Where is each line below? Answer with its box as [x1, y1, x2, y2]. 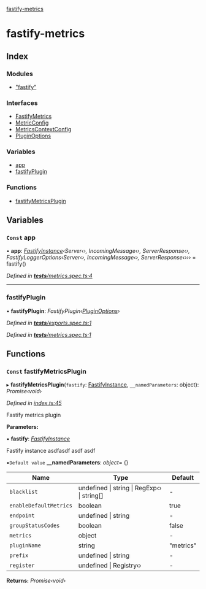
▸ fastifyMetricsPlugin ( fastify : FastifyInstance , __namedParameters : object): [6, 381, 199, 388]
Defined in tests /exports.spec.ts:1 [6, 319, 92, 326]
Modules [6, 69, 34, 78]
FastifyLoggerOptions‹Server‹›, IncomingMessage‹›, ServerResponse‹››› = [6, 254, 196, 261]
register [9, 562, 35, 569]
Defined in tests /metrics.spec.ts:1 [6, 331, 92, 338]
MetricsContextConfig [15, 126, 72, 133]
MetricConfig [15, 119, 49, 126]
